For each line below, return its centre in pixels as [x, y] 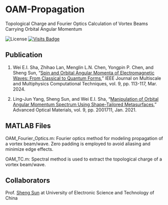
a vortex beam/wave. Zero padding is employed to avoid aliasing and [78, 144]
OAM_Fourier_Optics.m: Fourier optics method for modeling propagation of [84, 138]
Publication [24, 55]
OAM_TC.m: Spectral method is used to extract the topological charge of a [84, 159]
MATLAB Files [28, 126]
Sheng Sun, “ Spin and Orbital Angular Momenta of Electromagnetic [83, 73]
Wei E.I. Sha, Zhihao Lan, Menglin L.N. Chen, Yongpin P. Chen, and [83, 67]
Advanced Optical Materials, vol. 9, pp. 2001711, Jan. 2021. [75, 110]
